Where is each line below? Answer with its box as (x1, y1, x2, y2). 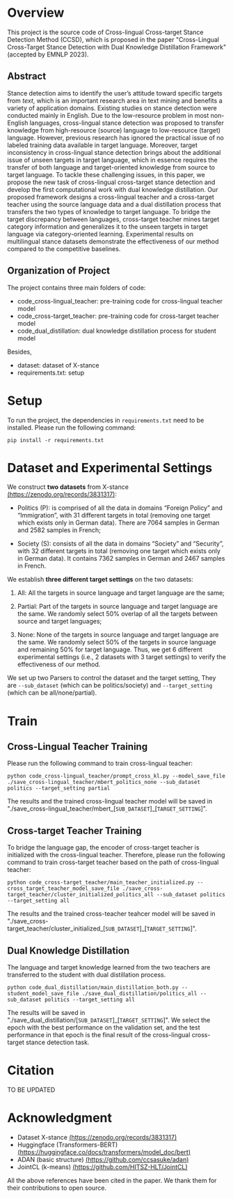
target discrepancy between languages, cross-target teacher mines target (7, 215, 220, 223)
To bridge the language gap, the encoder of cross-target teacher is (7, 843, 200, 852)
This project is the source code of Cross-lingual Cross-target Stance (7, 28, 204, 36)
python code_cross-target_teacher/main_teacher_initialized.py (7, 879, 195, 887)
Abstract (7, 70, 47, 82)
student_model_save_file (7, 990, 79, 997)
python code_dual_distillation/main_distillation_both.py (7, 984, 179, 991)
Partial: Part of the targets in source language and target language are (17, 602, 218, 611)
